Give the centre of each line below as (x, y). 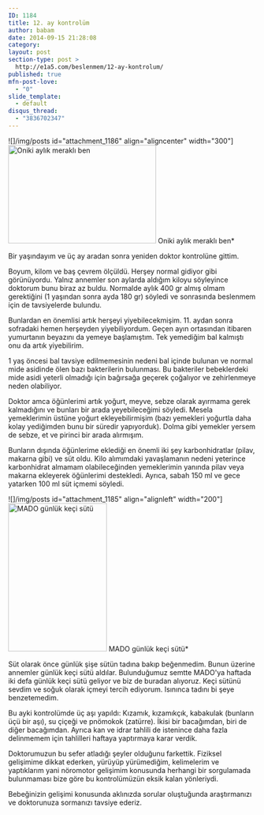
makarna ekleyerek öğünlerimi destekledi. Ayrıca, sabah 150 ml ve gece (124, 475)
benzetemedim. (33, 697)
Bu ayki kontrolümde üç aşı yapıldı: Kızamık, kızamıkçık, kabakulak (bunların (131, 713)
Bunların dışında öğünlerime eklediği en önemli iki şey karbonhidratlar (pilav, (132, 450)
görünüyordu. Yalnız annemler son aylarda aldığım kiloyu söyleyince (118, 279)
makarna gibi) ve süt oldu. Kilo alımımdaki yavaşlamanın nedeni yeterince (127, 458)
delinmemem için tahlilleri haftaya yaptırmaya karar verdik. (103, 738)
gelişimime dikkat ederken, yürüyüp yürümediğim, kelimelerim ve (113, 762)
